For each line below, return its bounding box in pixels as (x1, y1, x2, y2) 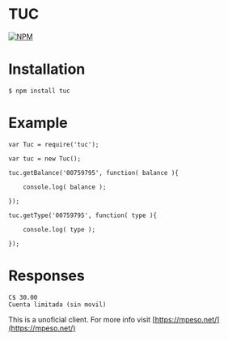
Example (8, 114, 68, 132)
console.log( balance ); (23, 183, 107, 191)
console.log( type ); (23, 225, 95, 233)
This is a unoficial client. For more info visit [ (8, 314, 155, 324)
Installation (8, 60, 86, 79)
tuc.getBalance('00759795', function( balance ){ (8, 168, 179, 177)
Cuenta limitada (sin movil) (8, 301, 107, 309)
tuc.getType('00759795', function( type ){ (8, 211, 158, 220)
